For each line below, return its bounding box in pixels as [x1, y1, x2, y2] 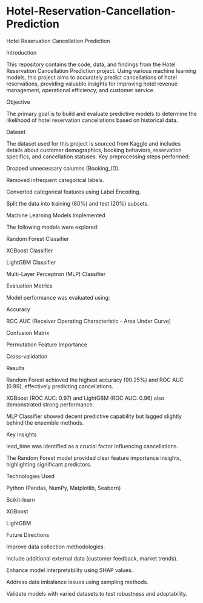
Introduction [6, 49, 37, 56]
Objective [6, 98, 30, 106]
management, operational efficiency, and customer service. [6, 86, 155, 93]
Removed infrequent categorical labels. [6, 176, 104, 183]
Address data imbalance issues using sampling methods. [6, 578, 148, 585]
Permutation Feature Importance [6, 341, 88, 348]
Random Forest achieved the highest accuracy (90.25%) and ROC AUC [6, 376, 184, 383]
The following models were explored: [6, 223, 99, 231]
